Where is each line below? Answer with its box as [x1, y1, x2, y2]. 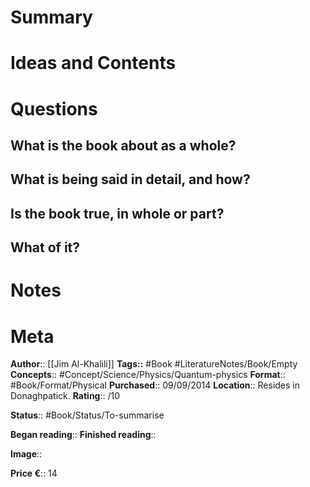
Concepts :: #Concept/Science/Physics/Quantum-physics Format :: [10, 369, 286, 381]
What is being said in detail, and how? [10, 171, 251, 188]
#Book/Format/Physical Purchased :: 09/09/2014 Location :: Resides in [10, 379, 301, 391]
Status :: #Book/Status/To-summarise [10, 409, 165, 421]
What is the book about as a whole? [10, 137, 237, 154]
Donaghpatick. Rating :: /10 [10, 390, 121, 402]
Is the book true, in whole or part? [10, 205, 225, 222]
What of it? [10, 239, 81, 256]
